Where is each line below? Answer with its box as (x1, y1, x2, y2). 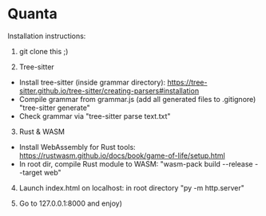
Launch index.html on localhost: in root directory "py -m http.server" (18, 183, 245, 192)
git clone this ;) (18, 46, 69, 56)
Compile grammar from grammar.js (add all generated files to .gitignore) (18, 94, 256, 104)
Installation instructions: (7, 31, 86, 41)
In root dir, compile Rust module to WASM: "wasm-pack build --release (18, 159, 253, 168)
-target (18, 167, 43, 177)
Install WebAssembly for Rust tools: (18, 142, 137, 151)
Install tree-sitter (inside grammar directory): (18, 77, 166, 87)
